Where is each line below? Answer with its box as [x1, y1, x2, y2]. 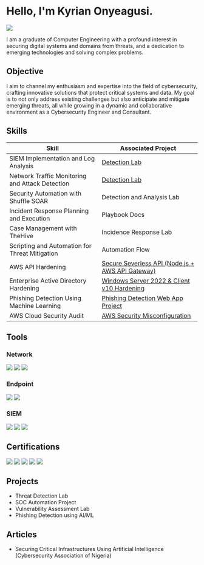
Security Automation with [9, 189, 82, 197]
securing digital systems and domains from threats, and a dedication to [6, 42, 184, 49]
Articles [6, 529, 38, 539]
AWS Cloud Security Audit [9, 311, 84, 320]
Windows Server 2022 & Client [101, 276, 190, 285]
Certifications [6, 442, 60, 452]
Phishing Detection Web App [101, 293, 184, 302]
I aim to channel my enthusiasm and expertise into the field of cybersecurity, [6, 82, 198, 89]
